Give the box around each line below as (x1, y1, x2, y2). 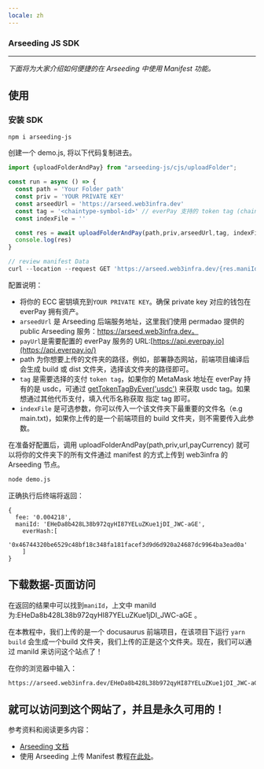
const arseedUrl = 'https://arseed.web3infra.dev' (15, 200, 185, 208)
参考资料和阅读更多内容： (8, 725, 91, 734)
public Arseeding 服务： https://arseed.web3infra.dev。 (19, 326, 199, 335)
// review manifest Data (8, 257, 90, 266)
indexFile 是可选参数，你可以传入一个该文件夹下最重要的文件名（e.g (19, 403, 243, 413)
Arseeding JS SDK (8, 37, 80, 48)
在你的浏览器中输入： (8, 663, 77, 673)
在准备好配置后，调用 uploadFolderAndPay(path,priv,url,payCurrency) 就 (8, 440, 244, 449)
